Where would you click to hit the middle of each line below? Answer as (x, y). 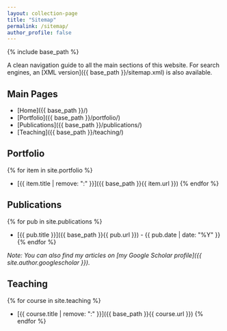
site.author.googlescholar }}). (49, 262)
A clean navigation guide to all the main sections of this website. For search (113, 65)
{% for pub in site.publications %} (55, 221)
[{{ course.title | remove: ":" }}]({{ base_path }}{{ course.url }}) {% (110, 314)
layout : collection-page (42, 13)
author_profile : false (39, 32)
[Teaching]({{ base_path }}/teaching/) (70, 132)
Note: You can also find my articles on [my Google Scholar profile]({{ (104, 255)
